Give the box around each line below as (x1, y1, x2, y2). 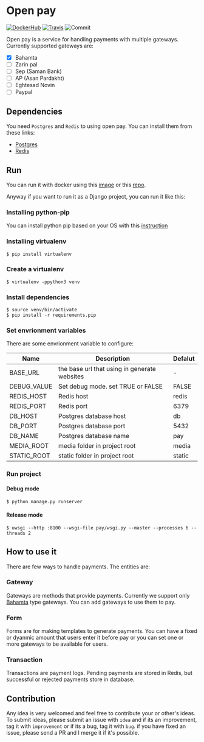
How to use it (6, 546, 57, 557)
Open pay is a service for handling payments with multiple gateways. (6, 35, 179, 43)
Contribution (6, 693, 56, 704)
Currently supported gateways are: (6, 42, 94, 49)
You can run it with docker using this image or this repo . (6, 181, 146, 188)
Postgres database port (58, 422, 126, 430)
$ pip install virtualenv (6, 251, 72, 257)
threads (6, 530, 26, 536)
